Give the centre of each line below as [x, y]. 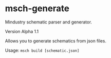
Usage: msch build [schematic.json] [42, 50]
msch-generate [37, 9]
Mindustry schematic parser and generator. [49, 22]
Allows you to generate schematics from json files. [56, 41]
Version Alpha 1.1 [22, 31]
